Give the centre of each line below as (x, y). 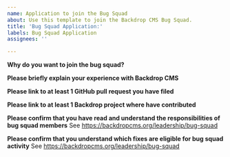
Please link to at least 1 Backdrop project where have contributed (102, 105)
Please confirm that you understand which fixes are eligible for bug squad (115, 139)
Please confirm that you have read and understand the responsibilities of (114, 118)
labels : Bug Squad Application (52, 33)
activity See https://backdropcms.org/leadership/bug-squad (94, 146)
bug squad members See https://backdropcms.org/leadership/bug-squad (113, 125)
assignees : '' (28, 39)
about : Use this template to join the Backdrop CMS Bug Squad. (100, 20)
